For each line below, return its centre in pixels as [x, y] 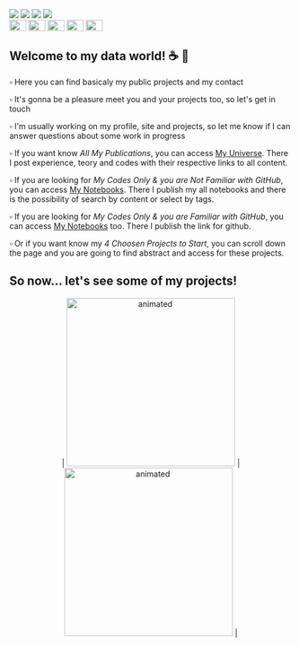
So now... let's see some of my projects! [123, 281]
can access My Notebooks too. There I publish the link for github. [130, 226]
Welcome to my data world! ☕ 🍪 [99, 56]
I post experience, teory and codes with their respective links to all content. [149, 162]
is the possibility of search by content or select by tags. [112, 199]
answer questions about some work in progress [97, 135]
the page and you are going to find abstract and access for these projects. [147, 253]
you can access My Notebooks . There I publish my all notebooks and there [148, 189]
